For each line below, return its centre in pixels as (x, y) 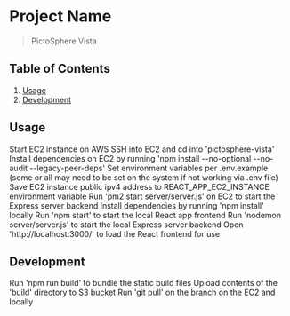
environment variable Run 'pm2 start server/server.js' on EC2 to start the (142, 196)
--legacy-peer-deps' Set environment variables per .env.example (149, 168)
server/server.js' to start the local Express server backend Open (126, 225)
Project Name (60, 16)
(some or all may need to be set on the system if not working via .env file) (144, 177)
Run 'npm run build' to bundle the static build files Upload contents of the (144, 283)
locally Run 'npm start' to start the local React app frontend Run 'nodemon (145, 215)
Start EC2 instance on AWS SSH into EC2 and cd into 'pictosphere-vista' (142, 149)
